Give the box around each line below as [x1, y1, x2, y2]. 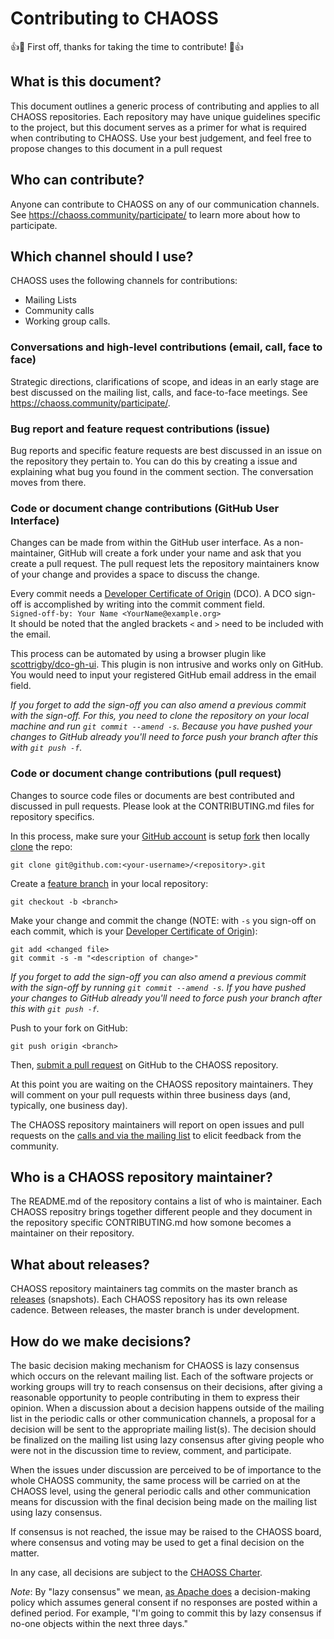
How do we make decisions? [10, 1333, 192, 1350]
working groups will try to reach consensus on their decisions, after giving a [10, 1381, 323, 1392]
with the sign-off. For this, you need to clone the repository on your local [10, 710, 309, 722]
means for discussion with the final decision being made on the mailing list [10, 1496, 318, 1507]
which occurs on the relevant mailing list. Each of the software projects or [10, 1370, 314, 1382]
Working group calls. [24, 315, 111, 327]
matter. [10, 1547, 40, 1559]
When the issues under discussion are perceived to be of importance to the [10, 1464, 322, 1476]
